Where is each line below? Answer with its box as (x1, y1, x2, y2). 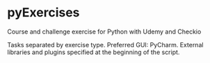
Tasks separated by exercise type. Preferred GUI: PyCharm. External (7, 40, 204, 49)
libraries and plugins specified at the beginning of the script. (7, 48, 180, 56)
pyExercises (7, 5, 80, 21)
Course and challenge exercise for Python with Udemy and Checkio (7, 27, 202, 36)
